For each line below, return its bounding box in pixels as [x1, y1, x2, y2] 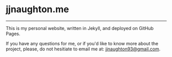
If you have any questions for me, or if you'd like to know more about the [6, 40, 159, 46]
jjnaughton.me [6, 4, 69, 15]
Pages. [6, 31, 20, 37]
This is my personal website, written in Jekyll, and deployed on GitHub [6, 25, 154, 31]
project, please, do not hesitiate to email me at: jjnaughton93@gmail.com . [6, 46, 161, 52]
